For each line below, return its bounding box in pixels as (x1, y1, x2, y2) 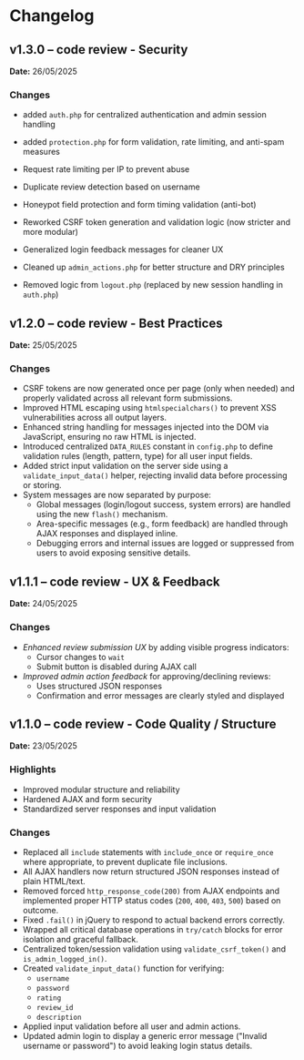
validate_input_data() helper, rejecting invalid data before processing (22, 470, 289, 481)
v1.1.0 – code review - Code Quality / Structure (9, 716, 277, 731)
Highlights (9, 763, 56, 776)
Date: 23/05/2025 (9, 740, 77, 751)
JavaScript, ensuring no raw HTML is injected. (22, 432, 197, 443)
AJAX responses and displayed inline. (35, 528, 178, 539)
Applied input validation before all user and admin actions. (22, 1021, 241, 1032)
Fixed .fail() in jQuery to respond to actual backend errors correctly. (22, 914, 285, 925)
